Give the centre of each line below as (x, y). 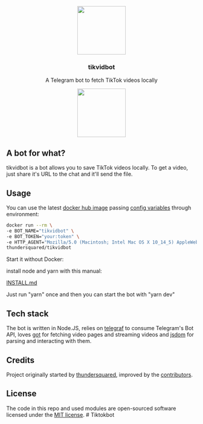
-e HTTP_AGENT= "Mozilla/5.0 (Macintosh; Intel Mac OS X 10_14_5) (90, 242)
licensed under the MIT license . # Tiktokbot (60, 414)
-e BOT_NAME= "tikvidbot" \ (40, 231)
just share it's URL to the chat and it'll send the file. (69, 174)
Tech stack (27, 313)
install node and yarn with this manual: (54, 271)
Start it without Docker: (35, 259)
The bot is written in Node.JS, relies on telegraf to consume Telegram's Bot (100, 328)
